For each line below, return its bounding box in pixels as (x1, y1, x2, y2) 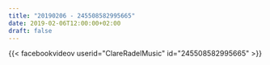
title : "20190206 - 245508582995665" (8, 11, 136, 20)
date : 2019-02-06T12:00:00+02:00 (8, 19, 121, 27)
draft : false (8, 26, 53, 35)
